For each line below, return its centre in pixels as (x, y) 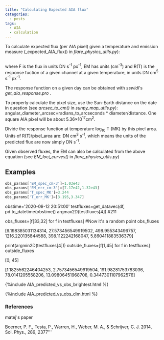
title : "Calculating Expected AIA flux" (47, 10)
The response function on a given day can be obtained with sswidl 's (74, 88)
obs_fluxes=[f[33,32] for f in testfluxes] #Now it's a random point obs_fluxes (82, 221)
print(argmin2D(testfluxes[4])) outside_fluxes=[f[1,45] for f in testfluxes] (78, 246)
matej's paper (19, 317)
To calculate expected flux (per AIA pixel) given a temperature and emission (82, 46)
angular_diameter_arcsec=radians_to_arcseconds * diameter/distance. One (81, 113)
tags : (11, 23)
